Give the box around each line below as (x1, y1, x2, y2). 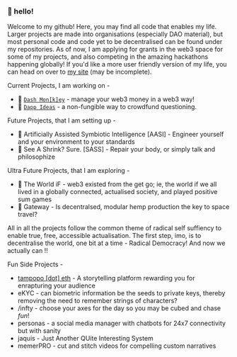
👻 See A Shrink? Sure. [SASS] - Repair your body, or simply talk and (17, 145, 216, 154)
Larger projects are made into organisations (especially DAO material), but (7, 30, 223, 38)
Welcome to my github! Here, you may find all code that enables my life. (7, 23, 217, 31)
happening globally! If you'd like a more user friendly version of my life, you (7, 60, 228, 69)
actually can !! (7, 246, 48, 255)
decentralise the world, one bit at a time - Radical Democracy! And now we (7, 239, 226, 247)
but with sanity (17, 327, 62, 335)
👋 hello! (7, 6, 34, 16)
